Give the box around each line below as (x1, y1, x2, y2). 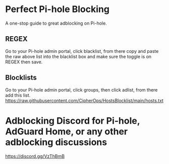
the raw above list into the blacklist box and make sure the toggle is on (5, 53, 152, 59)
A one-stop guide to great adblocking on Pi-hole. (5, 20, 107, 26)
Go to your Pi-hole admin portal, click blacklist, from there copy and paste (5, 48, 159, 54)
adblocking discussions (5, 136, 107, 148)
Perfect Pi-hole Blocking (5, 4, 110, 15)
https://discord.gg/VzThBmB (5, 153, 65, 159)
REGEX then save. (5, 59, 43, 65)
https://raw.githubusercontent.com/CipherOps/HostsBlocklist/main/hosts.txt (5, 97, 164, 104)
